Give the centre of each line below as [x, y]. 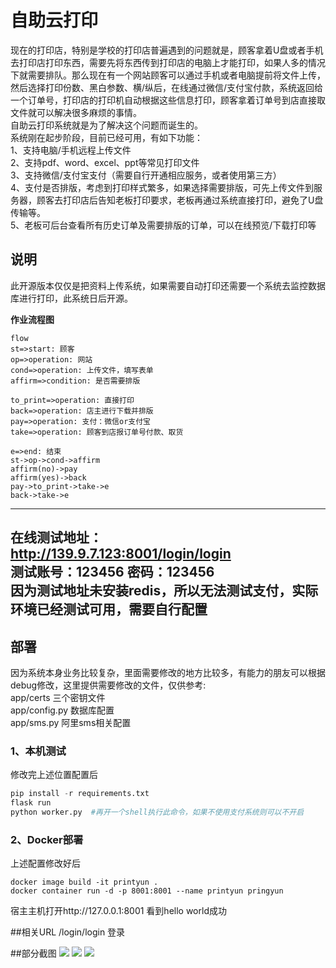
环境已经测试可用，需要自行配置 [109, 609]
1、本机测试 [38, 751]
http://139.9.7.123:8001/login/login [121, 554]
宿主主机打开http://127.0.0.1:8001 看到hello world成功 [118, 911]
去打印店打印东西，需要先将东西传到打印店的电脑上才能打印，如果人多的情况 [168, 62]
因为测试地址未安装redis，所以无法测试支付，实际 [164, 591]
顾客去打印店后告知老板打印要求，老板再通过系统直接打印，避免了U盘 [180, 200]
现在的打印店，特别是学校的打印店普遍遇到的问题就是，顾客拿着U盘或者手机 [167, 50]
